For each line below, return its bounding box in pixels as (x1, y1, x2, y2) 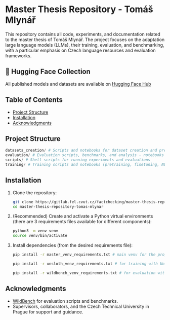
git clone (12, 199, 34, 204)
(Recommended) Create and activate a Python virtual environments (12, 213, 153, 219)
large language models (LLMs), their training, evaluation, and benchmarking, (5, 42, 164, 48)
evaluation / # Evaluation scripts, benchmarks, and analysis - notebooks (5, 153, 164, 158)
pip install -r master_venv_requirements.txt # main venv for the (12, 252, 156, 257)
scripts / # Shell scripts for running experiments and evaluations (5, 157, 151, 163)
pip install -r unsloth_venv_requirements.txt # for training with (12, 261, 158, 267)
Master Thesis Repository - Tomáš (5, 4, 153, 15)
